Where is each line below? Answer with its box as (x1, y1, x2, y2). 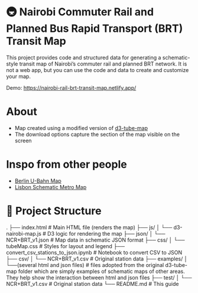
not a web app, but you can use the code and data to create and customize (6, 66, 189, 73)
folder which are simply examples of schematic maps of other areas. (18, 268, 185, 275)
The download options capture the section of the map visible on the (14, 131, 180, 138)
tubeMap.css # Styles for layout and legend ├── (6, 242, 125, 249)
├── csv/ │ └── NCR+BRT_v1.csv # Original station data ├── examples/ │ (6, 255, 188, 262)
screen (14, 137, 32, 144)
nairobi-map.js (6, 230, 41, 237)
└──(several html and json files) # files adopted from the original (6, 261, 164, 268)
